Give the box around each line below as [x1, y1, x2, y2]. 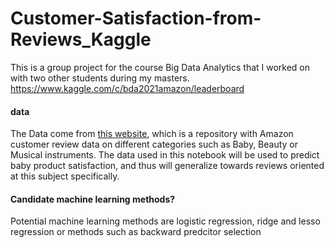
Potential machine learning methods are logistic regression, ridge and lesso [10, 215, 321, 227]
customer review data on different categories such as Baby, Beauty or [10, 138, 299, 151]
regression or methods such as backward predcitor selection [10, 226, 262, 238]
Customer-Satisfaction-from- [10, 7, 262, 30]
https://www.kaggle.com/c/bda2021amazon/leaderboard [10, 82, 245, 94]
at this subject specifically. [10, 170, 120, 182]
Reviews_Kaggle [10, 28, 152, 51]
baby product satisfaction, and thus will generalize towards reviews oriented [10, 160, 325, 172]
